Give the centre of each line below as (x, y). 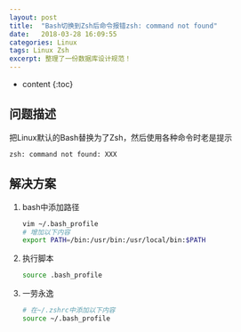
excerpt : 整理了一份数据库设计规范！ (70, 59)
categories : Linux (43, 42)
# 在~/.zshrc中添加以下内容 (68, 311)
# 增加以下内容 (46, 232)
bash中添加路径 (51, 206)
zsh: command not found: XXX (63, 154)
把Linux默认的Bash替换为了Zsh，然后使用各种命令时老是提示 (121, 137)
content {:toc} (48, 84)
